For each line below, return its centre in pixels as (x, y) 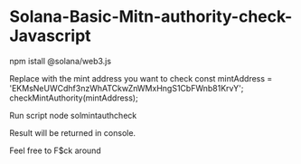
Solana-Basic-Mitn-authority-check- (151, 17)
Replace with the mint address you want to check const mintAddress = (141, 78)
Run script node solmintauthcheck (73, 115)
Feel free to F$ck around (55, 150)
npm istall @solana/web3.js (60, 61)
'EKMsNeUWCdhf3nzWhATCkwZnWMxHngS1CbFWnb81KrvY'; (127, 88)
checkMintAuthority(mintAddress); (74, 98)
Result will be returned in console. (73, 132)
